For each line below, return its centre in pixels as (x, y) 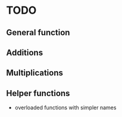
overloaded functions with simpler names (65, 107)
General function (38, 33)
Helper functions (38, 93)
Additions (25, 52)
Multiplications (35, 73)
